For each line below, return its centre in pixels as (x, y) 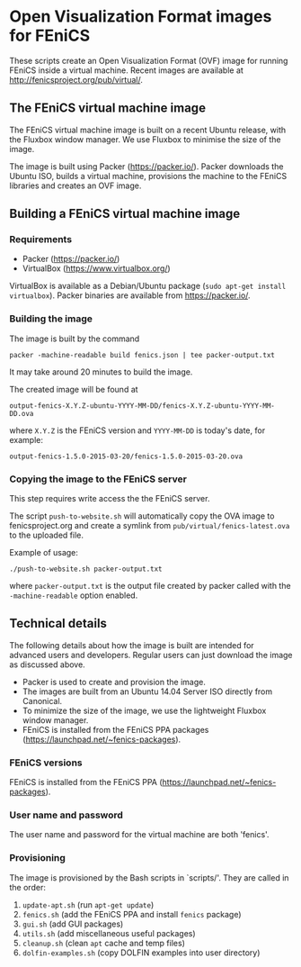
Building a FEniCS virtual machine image (125, 214)
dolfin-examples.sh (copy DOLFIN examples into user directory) (141, 953)
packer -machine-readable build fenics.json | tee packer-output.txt (142, 355)
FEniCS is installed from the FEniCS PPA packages (115, 729)
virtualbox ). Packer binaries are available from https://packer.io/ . (130, 295)
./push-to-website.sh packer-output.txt (86, 569)
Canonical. (42, 700)
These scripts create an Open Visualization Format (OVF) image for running (149, 60)
